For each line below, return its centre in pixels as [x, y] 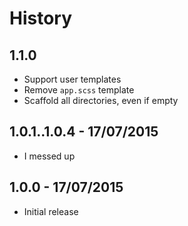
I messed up [49, 156]
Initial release [51, 211]
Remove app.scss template [79, 90]
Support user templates [72, 79]
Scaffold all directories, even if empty [101, 100]
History [41, 18]
